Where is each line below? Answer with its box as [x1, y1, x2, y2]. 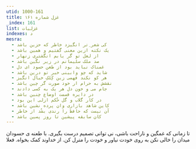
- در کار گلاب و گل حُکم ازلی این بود [11, 97, 102, 103]
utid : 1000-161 [6, 8, 44, 15]
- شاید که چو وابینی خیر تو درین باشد [11, 69, 108, 75]
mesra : [6, 36, 23, 42]
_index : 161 [6, 20, 36, 26]
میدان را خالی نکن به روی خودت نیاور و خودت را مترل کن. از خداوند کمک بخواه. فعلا [6, 136, 190, 143]
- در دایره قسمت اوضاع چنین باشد [11, 91, 94, 97]
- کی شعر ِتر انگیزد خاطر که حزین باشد [11, 42, 108, 48]
